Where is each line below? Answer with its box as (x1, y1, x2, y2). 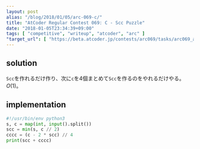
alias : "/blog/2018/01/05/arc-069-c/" (6, 14, 102, 20)
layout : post (6, 8, 39, 15)
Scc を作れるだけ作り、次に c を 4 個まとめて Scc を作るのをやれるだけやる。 (6, 75, 185, 82)
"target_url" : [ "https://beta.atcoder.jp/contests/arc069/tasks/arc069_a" (6, 36, 198, 42)
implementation (6, 100, 67, 110)
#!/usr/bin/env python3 (6, 115, 65, 122)
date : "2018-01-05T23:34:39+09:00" (6, 25, 95, 31)
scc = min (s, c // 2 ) (6, 126, 60, 132)
